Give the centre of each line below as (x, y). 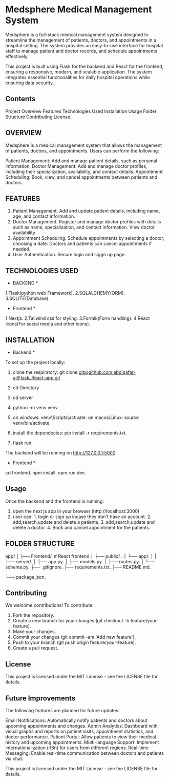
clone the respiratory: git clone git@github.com (62, 372)
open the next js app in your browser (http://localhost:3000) (76, 511)
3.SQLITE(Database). (27, 298)
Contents (20, 99)
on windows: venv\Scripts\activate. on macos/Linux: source (76, 417)
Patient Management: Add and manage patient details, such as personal (81, 161)
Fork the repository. (34, 615)
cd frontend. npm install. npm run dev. (46, 473)
